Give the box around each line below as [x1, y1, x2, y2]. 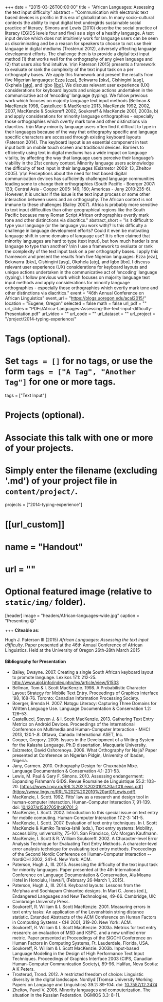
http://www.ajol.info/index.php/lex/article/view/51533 [12, 680, 119, 685]
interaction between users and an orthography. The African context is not [5, 197, 152, 202]
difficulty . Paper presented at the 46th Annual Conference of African [5, 642, 143, 648]
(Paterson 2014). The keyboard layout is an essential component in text [5, 139, 148, 145]
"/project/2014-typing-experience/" [5, 316, 77, 322]
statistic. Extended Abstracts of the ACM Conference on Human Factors [12, 914, 157, 920]
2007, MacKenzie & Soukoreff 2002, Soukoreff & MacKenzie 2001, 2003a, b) [5, 108, 159, 114]
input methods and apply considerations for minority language [5, 280, 130, 285]
